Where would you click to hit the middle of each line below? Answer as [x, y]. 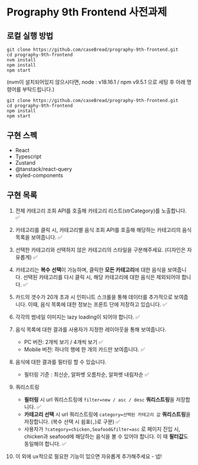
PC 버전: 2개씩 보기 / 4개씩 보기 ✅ [64, 342]
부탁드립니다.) [38, 89]
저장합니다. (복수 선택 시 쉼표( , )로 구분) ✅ [72, 421]
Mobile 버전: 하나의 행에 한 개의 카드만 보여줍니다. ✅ [85, 349]
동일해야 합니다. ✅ [45, 444]
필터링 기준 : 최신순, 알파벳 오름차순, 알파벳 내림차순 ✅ [87, 374]
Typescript [28, 156]
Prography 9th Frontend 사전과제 [87, 12]
